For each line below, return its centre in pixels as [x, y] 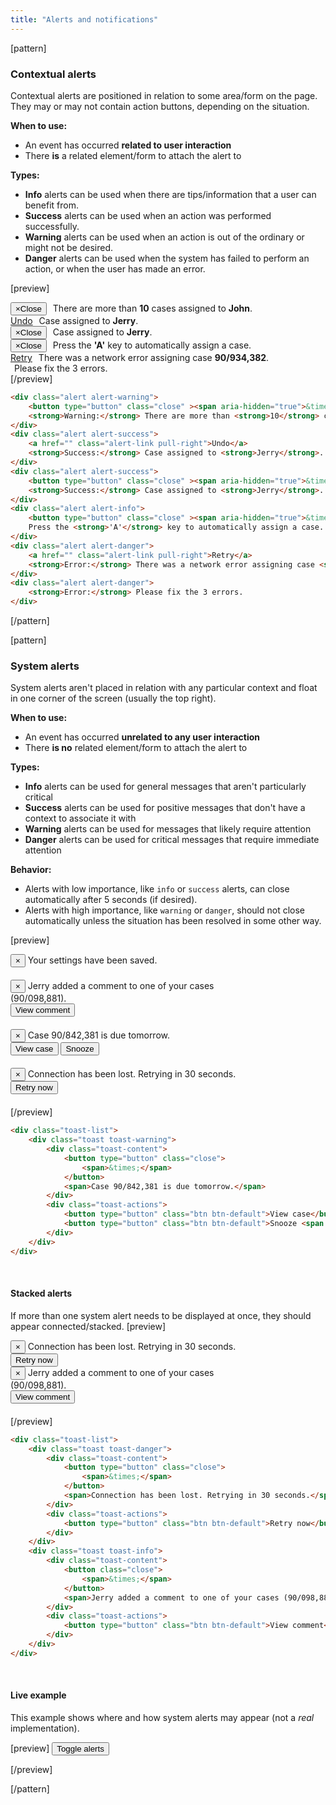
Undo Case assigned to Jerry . [74, 320]
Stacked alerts [41, 1293]
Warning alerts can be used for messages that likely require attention [168, 829]
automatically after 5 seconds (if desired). [111, 900]
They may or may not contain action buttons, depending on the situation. [160, 106]
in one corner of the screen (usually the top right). [113, 698]
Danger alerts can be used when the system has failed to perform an [167, 258]
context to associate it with [80, 818]
